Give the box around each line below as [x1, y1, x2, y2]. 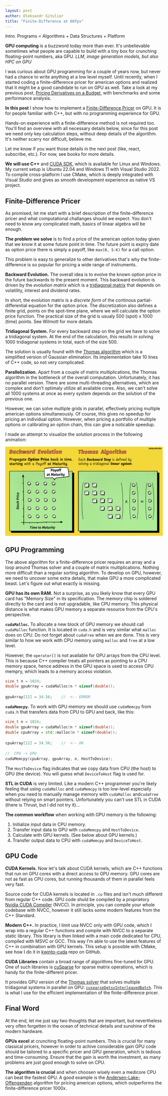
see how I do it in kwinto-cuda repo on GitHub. [5, 949, 101, 955]
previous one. [5, 396, 33, 402]
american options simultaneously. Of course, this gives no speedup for [5, 411, 151, 417]
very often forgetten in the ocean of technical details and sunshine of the [5, 1023, 155, 1029]
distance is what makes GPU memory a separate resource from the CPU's [5, 606, 158, 612]
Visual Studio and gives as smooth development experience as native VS [5, 177, 155, 183]
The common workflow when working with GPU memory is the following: [5, 812, 157, 818]
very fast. [5, 881, 25, 887]
